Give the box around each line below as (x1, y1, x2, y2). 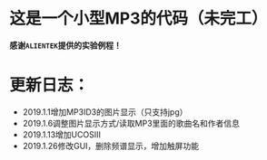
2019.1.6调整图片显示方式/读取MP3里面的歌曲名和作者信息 (22, 118, 241, 128)
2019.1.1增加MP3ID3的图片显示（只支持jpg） (22, 106, 188, 118)
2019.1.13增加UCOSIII (22, 128, 102, 140)
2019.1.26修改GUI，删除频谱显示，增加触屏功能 (22, 140, 200, 151)
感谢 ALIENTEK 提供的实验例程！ (9, 40, 123, 51)
